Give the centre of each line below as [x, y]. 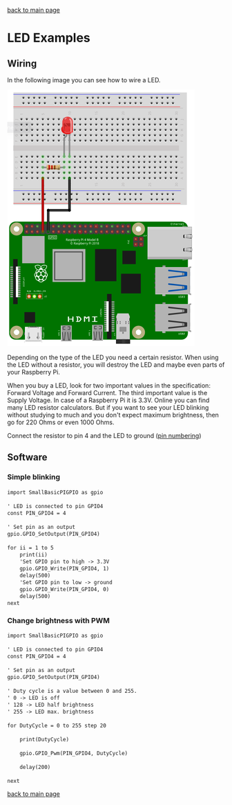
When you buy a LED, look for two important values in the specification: [109, 386]
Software [27, 457]
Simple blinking [34, 477]
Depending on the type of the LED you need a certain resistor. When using [113, 357]
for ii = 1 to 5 [30, 548]
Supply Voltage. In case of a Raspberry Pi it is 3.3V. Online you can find [108, 400]
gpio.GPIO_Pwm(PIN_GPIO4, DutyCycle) [74, 753]
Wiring [22, 63]
